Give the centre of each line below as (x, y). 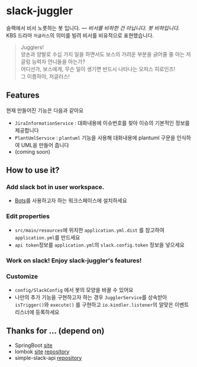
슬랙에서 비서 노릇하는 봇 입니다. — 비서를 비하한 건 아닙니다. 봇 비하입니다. (93, 28)
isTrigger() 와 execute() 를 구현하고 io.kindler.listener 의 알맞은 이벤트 (102, 304)
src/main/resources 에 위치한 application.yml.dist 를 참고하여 (89, 230)
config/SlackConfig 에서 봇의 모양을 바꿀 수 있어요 (74, 290)
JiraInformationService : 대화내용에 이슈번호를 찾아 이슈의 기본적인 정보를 (102, 123)
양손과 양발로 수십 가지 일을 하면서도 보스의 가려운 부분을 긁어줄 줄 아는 (103, 54)
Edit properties (28, 216)
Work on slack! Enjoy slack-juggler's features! (74, 260)
